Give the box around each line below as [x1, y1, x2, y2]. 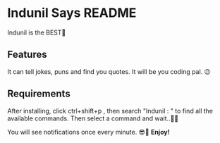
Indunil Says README [7, 5, 137, 21]
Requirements [7, 88, 71, 100]
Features [7, 49, 47, 61]
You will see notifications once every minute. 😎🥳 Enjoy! [7, 128, 171, 136]
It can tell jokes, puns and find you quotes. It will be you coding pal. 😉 [7, 67, 212, 75]
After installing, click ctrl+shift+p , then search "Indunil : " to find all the [7, 106, 214, 115]
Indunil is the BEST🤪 [7, 28, 66, 37]
